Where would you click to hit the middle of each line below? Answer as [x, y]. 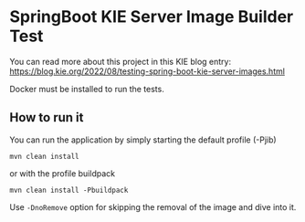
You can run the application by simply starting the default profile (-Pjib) [143, 140]
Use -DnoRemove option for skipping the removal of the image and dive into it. [153, 206]
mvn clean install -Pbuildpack [69, 190]
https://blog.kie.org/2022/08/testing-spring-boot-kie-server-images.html [147, 71]
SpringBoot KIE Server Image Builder [152, 17]
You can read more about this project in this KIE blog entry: [121, 61]
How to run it [47, 117]
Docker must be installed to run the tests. [87, 89]
